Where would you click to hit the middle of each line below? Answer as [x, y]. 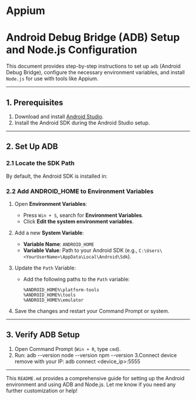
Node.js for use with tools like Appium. [52, 79]
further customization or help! [42, 391]
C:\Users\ [150, 251]
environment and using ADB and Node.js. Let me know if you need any [91, 384]
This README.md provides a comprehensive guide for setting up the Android [95, 378]
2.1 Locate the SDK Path [40, 163]
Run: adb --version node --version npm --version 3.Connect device [95, 355]
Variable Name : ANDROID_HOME [59, 244]
